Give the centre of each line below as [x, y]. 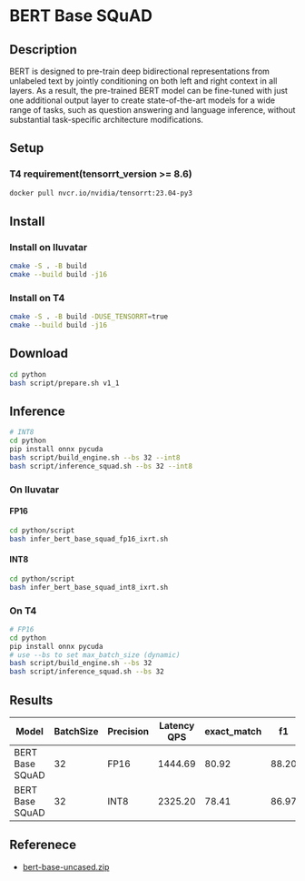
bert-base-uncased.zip [66, 866]
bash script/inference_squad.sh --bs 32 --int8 [101, 466]
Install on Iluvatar [49, 247]
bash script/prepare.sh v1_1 [64, 383]
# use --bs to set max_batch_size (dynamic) [95, 655]
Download [39, 354]
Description [43, 50]
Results [31, 700]
